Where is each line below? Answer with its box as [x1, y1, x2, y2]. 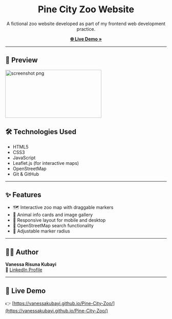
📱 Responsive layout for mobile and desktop [12, 217, 106, 223]
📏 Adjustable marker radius [12, 228, 70, 234]
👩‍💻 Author [5, 247, 39, 257]
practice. [76, 26, 96, 32]
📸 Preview [5, 56, 38, 65]
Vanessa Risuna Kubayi [5, 261, 57, 267]
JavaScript [12, 155, 36, 161]
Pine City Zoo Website [37, 4, 135, 15]
